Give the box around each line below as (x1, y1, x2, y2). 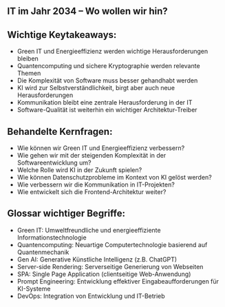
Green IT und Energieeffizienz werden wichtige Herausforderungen (17, 47, 208, 56)
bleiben (17, 54, 39, 63)
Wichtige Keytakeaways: (7, 29, 117, 41)
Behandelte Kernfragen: (7, 125, 113, 137)
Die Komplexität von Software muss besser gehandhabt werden (17, 76, 198, 85)
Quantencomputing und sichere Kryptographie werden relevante (17, 62, 201, 70)
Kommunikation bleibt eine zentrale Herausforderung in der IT (17, 98, 193, 107)
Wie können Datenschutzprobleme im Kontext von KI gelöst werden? (17, 173, 212, 182)
